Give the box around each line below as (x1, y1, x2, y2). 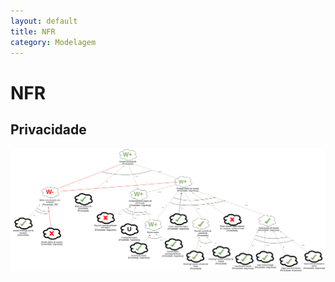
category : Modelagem (10, 37, 97, 47)
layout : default (10, 16, 78, 26)
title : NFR (10, 26, 56, 37)
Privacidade (10, 121, 87, 138)
